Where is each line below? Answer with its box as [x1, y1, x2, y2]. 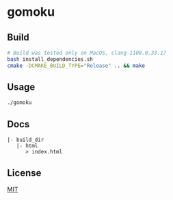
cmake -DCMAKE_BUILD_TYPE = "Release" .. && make [7, 62, 146, 69]
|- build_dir [7, 136, 44, 144]
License [7, 167, 42, 179]
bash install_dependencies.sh [7, 55, 94, 62]
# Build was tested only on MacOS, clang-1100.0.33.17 [7, 49, 167, 56]
